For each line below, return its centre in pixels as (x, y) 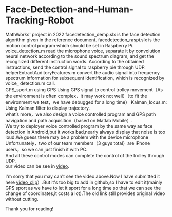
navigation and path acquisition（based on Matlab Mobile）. (69, 120)
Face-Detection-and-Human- (70, 9)
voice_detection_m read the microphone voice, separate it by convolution (83, 51)
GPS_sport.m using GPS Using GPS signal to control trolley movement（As (84, 89)
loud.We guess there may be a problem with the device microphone (77, 137)
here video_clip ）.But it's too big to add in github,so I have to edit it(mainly (84, 182)
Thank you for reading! (30, 209)
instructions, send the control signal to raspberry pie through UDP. (76, 67)
